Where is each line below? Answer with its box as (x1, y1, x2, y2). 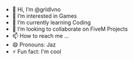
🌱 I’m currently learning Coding (12, 19, 91, 26)
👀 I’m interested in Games (12, 12, 77, 20)
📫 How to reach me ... (12, 32, 69, 39)
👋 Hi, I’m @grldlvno (12, 6, 61, 13)
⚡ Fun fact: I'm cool (12, 48, 61, 55)
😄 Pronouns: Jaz (12, 41, 56, 48)
